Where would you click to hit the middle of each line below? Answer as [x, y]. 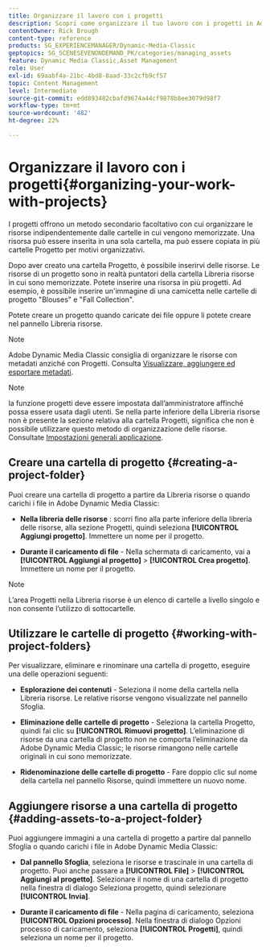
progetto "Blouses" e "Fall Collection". [71, 299]
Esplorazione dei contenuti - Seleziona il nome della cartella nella [129, 690]
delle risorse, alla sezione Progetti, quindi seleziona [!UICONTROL [129, 527]
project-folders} [50, 646]
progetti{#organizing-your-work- [122, 185]
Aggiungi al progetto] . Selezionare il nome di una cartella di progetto [134, 879]
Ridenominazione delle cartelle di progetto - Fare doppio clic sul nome [139, 772]
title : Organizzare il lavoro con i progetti [86, 16]
